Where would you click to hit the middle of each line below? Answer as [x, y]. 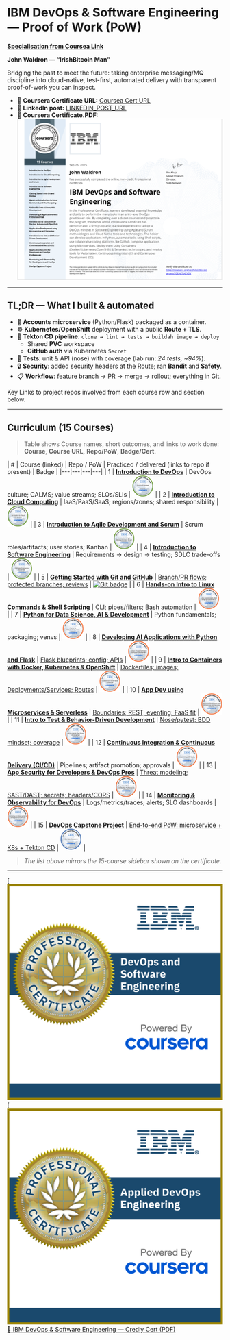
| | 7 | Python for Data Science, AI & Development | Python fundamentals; [112, 615]
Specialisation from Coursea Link [55, 46]
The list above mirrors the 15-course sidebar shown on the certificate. [123, 861]
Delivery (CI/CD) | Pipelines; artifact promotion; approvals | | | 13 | [112, 765]
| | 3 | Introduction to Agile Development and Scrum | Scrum [116, 525]
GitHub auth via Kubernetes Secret [77, 351]
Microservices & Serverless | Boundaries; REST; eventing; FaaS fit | [103, 712]
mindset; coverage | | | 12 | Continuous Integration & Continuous [111, 743]
